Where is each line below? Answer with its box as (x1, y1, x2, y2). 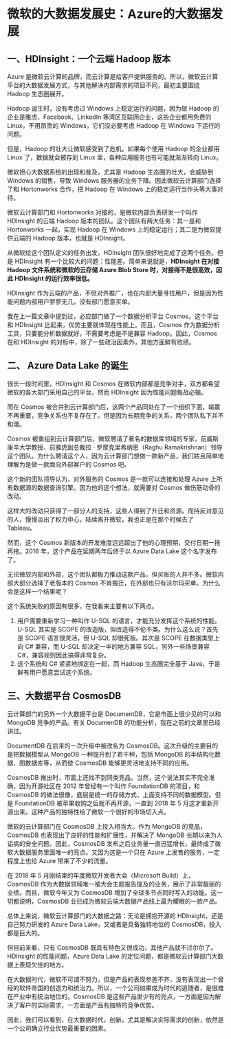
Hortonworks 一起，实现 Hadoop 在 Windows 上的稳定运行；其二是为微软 (7, 225, 216, 234)
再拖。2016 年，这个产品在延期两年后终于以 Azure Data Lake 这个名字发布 (7, 547, 218, 555)
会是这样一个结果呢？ (7, 587, 67, 595)
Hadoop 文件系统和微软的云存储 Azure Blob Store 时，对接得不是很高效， (7, 266, 217, 273)
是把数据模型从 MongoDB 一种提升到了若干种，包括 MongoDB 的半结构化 (7, 750, 215, 758)
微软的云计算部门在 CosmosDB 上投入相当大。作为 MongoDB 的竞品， (7, 822, 206, 830)
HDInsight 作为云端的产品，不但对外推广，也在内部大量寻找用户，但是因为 (7, 289, 218, 297)
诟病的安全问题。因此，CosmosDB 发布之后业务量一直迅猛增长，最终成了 (7, 839, 215, 847)
